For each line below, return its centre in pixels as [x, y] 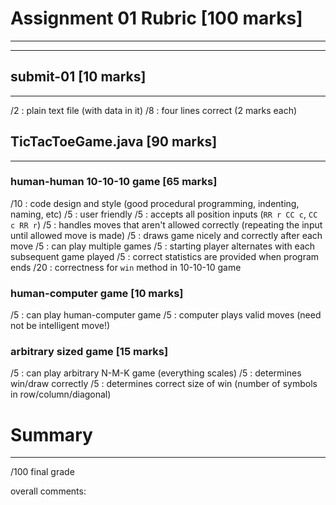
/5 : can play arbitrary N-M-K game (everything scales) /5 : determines [156, 373]
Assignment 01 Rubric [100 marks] [156, 18]
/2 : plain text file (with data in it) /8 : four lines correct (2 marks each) [154, 110]
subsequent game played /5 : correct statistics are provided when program [165, 256]
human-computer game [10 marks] [97, 293]
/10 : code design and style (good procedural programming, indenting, [155, 203]
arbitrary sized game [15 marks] [89, 352]
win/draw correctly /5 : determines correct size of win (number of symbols [164, 384]
